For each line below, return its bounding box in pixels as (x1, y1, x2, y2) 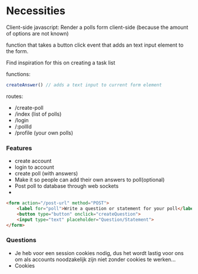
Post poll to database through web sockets (14, 182, 119, 190)
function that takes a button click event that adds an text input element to (6, 41, 184, 48)
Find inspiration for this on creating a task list (6, 59, 115, 66)
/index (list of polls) (14, 110, 62, 118)
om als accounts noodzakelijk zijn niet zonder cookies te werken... (14, 256, 176, 263)
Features (6, 143, 32, 152)
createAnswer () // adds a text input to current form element (6, 81, 162, 88)
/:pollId (14, 123, 32, 130)
